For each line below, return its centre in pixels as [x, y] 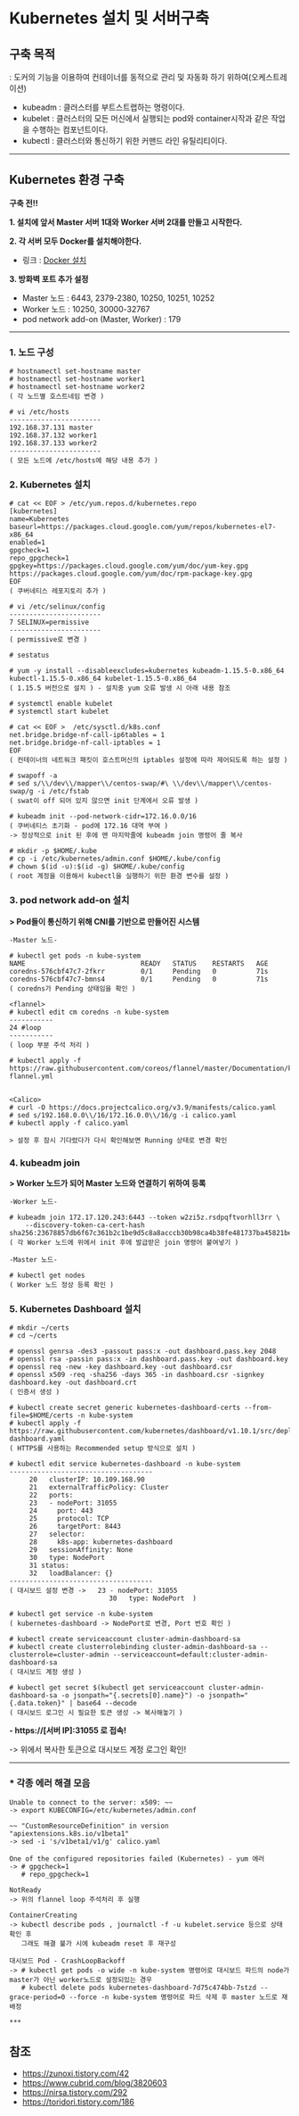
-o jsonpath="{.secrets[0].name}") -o [133, 1696]
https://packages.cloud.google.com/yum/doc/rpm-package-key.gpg [131, 574]
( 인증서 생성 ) [35, 1392]
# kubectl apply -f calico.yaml [69, 1123]
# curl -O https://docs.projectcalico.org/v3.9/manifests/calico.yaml [143, 1108]
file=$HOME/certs [41, 1415]
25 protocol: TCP [69, 1519]
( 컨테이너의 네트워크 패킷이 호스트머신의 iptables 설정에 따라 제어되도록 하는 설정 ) [149, 760]
